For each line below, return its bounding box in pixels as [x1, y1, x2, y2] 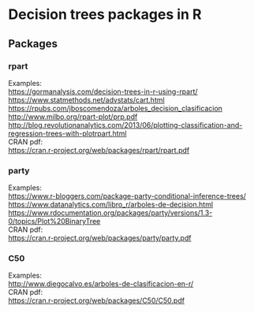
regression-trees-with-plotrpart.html [8, 129, 127, 138]
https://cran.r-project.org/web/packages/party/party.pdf [8, 233, 192, 243]
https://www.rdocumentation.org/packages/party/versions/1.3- [8, 208, 213, 218]
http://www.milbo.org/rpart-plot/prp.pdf [8, 112, 138, 121]
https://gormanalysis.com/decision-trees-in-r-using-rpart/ [8, 87, 199, 96]
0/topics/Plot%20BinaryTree [8, 217, 101, 226]
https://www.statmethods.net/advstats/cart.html [8, 95, 165, 104]
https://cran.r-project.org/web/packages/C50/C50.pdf [8, 296, 185, 305]
